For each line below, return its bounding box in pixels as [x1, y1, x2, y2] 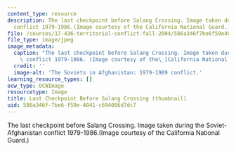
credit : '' [13, 63, 46, 70]
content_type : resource [7, 10, 77, 18]
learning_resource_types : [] [7, 75, 93, 83]
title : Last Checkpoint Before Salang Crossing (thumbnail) [7, 96, 188, 103]
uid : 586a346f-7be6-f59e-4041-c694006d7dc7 [7, 102, 137, 109]
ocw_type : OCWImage [7, 82, 65, 89]
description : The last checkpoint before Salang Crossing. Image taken [7, 17, 221, 24]
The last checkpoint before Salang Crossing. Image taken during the [7, 121, 205, 129]
